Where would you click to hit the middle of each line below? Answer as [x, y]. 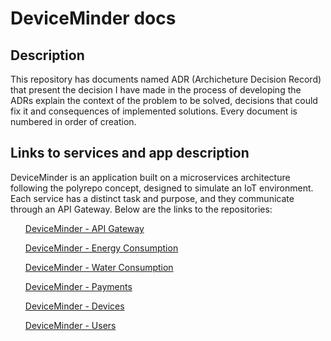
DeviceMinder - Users [70, 325]
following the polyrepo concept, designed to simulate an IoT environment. [162, 188]
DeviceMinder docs [93, 18]
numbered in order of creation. [73, 121]
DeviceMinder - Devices [74, 306]
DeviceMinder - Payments [78, 286]
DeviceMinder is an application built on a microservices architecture [150, 177]
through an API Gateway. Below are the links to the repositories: [141, 209]
